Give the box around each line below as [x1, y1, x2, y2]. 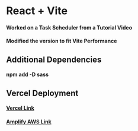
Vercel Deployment [6, 88, 79, 98]
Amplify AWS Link [6, 118, 52, 125]
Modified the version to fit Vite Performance [6, 37, 117, 45]
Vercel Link [6, 104, 34, 112]
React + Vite [6, 4, 68, 18]
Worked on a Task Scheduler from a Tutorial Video [6, 24, 133, 31]
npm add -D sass [6, 71, 49, 78]
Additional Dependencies [6, 54, 102, 64]
